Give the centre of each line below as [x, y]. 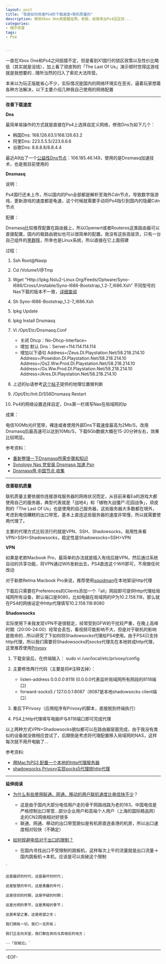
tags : [11, 33]
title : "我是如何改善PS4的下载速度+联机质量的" [49, 14]
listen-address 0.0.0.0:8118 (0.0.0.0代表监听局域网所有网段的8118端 [88, 679]
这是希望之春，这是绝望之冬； [31, 914]
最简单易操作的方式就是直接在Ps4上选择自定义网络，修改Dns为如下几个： [81, 124]
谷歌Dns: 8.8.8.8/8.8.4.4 [37, 147]
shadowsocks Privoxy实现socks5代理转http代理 [61, 768]
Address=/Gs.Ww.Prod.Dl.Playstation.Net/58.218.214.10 [76, 368]
